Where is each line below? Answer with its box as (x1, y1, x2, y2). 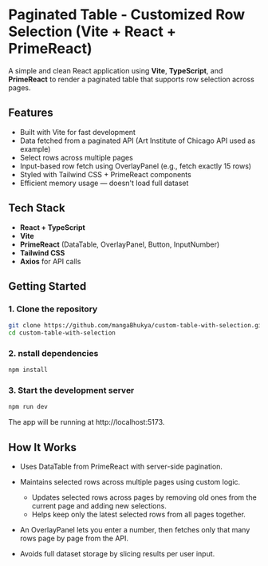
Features (8, 106, 53, 120)
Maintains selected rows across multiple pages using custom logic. (19, 477, 241, 487)
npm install (8, 366, 48, 374)
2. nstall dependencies (8, 347, 99, 358)
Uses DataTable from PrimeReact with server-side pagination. (19, 461, 223, 472)
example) (19, 144, 51, 153)
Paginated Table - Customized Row (8, 6, 246, 24)
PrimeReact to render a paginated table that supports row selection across (8, 74, 255, 84)
